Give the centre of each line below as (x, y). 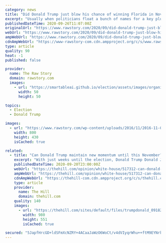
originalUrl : (19, 28)
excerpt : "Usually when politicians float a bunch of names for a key (79, 19)
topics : (13, 105)
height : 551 (35, 219)
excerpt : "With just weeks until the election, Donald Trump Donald (86, 160)
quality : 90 (17, 51)
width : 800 (25, 133)
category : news (21, 10)
